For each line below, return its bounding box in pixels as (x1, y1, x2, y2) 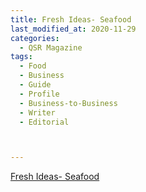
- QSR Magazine (19, 42, 83, 53)
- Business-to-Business (19, 98, 118, 108)
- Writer (19, 107, 56, 118)
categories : (10, 33, 60, 43)
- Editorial (19, 117, 70, 127)
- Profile (19, 89, 60, 99)
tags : (10, 52, 33, 62)
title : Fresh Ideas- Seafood (10, 14, 132, 25)
